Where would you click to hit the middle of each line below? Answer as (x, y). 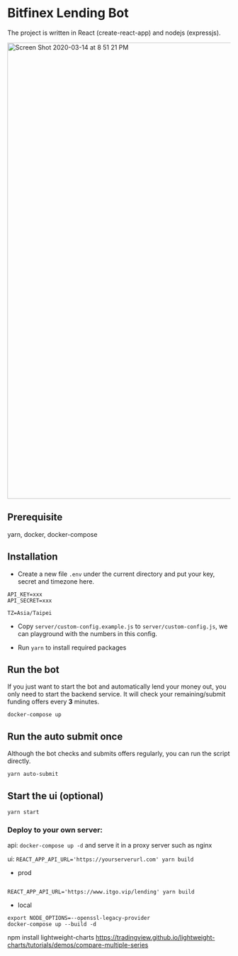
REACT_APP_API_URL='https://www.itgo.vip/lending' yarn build (101, 892)
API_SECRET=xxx (30, 601)
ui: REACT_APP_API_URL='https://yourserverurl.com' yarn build (101, 859)
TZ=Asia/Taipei (30, 613)
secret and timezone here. (56, 581)
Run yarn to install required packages (72, 647)
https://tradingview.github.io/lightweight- (155, 938)
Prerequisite (35, 517)
